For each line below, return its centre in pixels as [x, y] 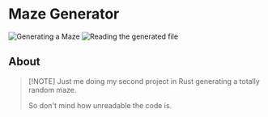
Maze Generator [64, 14]
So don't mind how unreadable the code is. [100, 105]
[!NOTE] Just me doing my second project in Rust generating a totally [144, 81]
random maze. [52, 90]
